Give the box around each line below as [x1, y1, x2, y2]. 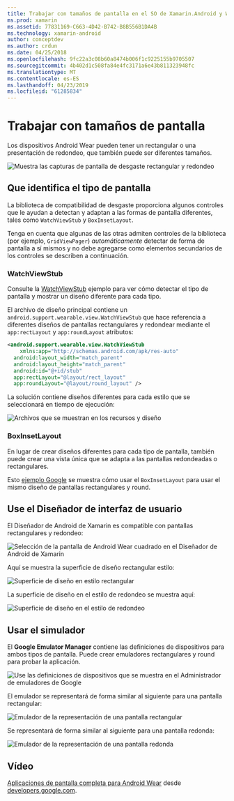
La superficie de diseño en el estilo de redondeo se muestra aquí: [7, 590, 196, 599]
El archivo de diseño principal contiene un [7, 306, 127, 314]
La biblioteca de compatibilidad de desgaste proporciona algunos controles [7, 200, 224, 209]
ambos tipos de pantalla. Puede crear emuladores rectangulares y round [7, 650, 215, 659]
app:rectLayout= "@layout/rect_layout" [13, 374, 127, 381]
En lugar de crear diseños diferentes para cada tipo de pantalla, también [7, 447, 214, 456]
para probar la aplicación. [7, 657, 81, 666]
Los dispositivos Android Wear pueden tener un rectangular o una [7, 141, 196, 150]
